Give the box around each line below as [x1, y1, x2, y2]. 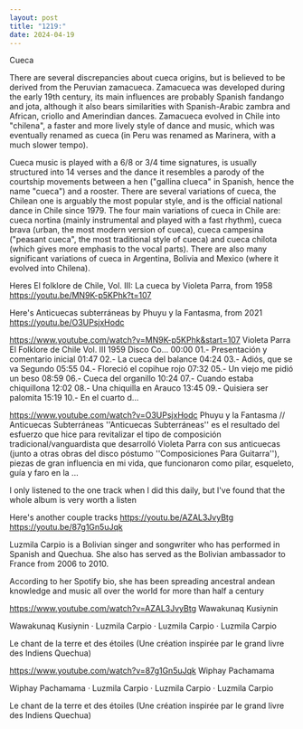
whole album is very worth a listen [9, 495, 137, 506]
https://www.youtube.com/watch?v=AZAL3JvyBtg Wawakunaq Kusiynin [9, 603, 279, 614]
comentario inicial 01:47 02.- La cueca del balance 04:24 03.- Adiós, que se [9, 354, 293, 364]
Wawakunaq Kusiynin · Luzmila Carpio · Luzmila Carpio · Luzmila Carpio [9, 620, 278, 631]
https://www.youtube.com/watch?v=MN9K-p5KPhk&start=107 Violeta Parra [9, 335, 291, 346]
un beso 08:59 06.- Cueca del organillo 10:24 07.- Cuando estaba [9, 373, 254, 384]
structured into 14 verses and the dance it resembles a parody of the [9, 166, 265, 177]
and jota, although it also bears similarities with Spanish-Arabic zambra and [9, 101, 291, 112]
